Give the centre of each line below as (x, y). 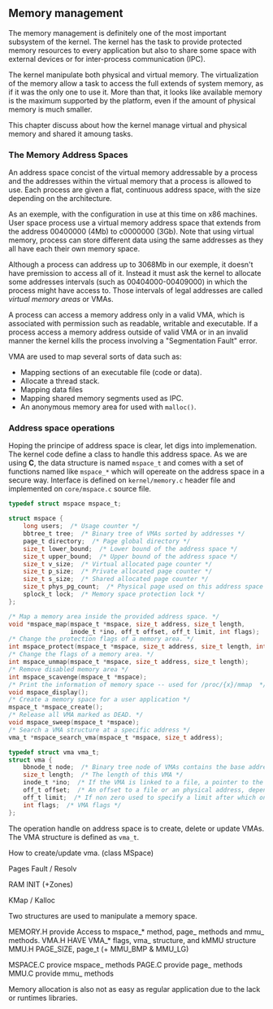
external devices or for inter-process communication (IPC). (107, 59)
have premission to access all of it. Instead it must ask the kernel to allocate (135, 273)
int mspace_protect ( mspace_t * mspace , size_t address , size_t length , (130, 647)
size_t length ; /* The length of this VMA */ (103, 775)
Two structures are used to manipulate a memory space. (103, 915)
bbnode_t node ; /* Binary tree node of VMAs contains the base (134, 767)
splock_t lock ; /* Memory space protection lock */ (114, 594)
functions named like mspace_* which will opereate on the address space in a (137, 472)
